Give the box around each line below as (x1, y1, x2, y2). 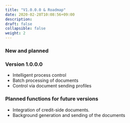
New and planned (5, 47, 49, 54)
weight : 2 (5, 31, 26, 36)
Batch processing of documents (12, 77, 78, 83)
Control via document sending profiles (12, 83, 91, 89)
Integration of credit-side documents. (12, 106, 90, 113)
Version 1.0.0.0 (5, 61, 43, 68)
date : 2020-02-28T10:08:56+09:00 (5, 12, 75, 17)
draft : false (5, 21, 32, 27)
